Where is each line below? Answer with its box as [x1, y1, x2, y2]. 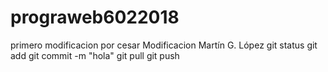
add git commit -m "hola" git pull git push [10, 49, 180, 61]
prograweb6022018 [10, 6, 180, 29]
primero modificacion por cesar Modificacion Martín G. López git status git [10, 39, 318, 51]
